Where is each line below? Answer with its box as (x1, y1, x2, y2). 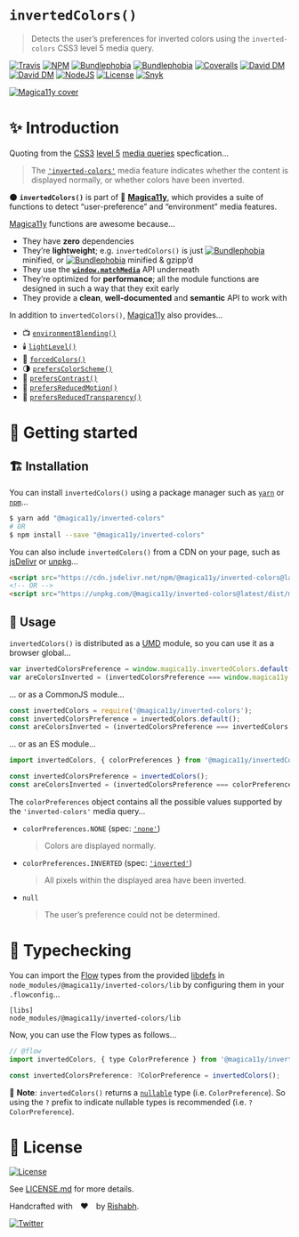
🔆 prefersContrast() (21, 372, 98, 383)
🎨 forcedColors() (21, 353, 86, 364)
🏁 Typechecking (9, 941, 132, 961)
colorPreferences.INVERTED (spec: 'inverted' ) (21, 857, 193, 868)
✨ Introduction (9, 118, 120, 138)
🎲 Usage (9, 614, 56, 629)
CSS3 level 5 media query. (57, 43, 155, 53)
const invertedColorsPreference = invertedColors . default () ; (9, 715, 241, 724)
